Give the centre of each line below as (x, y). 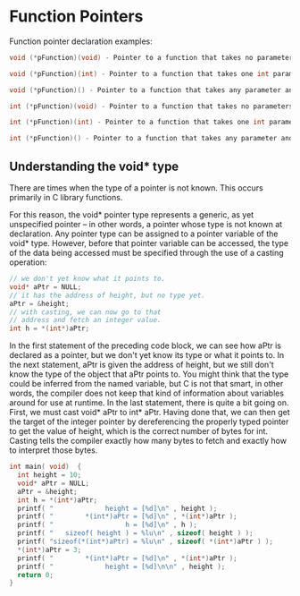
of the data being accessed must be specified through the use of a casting (146, 253)
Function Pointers (76, 17)
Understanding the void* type (94, 166)
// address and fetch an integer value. (86, 320)
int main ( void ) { (46, 467)
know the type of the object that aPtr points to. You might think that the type (149, 374)
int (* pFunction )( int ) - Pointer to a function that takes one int (137, 123)
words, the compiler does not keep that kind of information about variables (146, 393)
